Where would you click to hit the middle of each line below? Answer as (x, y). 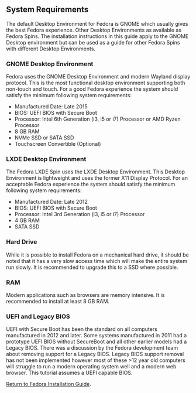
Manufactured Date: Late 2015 (51, 107)
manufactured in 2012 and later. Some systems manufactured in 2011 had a (97, 336)
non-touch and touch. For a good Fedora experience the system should (92, 89)
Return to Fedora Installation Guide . (49, 384)
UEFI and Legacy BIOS (38, 316)
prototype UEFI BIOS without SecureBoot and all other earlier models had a (97, 341)
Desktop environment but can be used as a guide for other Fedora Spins (93, 42)
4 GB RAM (27, 221)
